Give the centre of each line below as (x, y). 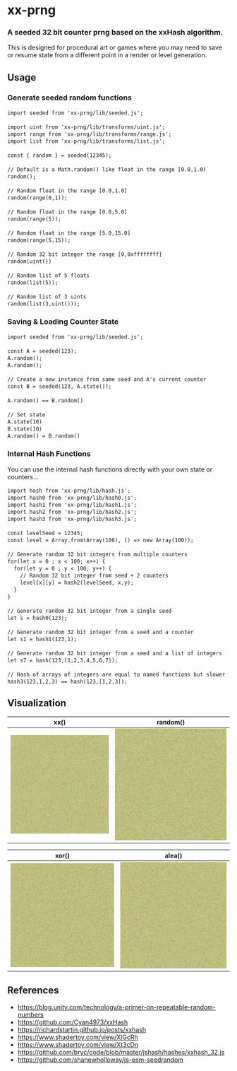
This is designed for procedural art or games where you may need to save (115, 47)
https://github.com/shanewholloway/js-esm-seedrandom (101, 1060)
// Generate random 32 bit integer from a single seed (90, 611)
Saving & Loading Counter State (63, 322)
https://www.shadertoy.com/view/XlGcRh (78, 1037)
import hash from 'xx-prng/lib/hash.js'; (69, 491)
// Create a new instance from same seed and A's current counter (107, 380)
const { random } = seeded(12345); (60, 156)
